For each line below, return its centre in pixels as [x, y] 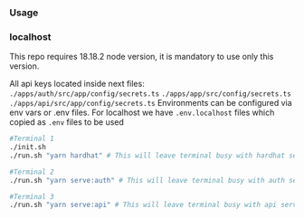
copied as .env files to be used [67, 122]
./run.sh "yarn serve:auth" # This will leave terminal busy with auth [147, 180]
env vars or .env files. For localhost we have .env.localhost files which [142, 113]
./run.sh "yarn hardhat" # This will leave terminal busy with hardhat [147, 156]
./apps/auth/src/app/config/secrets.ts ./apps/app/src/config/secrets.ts [150, 94]
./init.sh [28, 147]
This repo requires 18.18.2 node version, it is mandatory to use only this [142, 57]
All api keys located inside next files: [77, 84]
